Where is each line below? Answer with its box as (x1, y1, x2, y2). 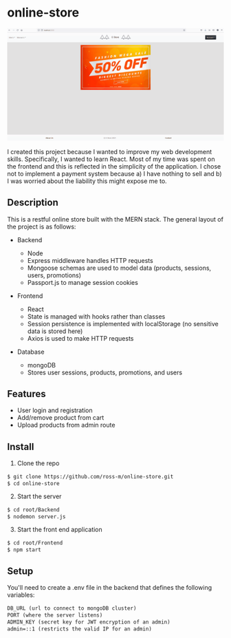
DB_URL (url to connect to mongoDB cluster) (7, 605, 137, 612)
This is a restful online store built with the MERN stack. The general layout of (7, 215, 223, 223)
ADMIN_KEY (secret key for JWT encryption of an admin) (7, 619, 170, 626)
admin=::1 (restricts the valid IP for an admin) (7, 626, 153, 632)
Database (16, 348, 45, 356)
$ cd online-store (7, 480, 60, 487)
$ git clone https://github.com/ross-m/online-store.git (7, 474, 174, 480)
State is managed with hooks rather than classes (27, 312, 166, 321)
